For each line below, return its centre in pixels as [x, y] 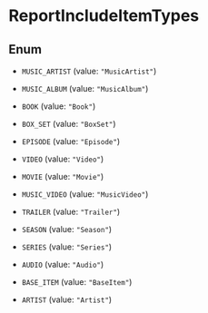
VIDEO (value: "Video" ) [63, 159]
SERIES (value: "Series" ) [67, 247]
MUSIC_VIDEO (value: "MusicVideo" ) [85, 194]
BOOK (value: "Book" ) [59, 106]
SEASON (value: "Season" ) [67, 229]
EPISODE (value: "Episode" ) [70, 141]
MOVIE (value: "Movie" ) [63, 176]
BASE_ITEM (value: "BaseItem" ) [77, 282]
